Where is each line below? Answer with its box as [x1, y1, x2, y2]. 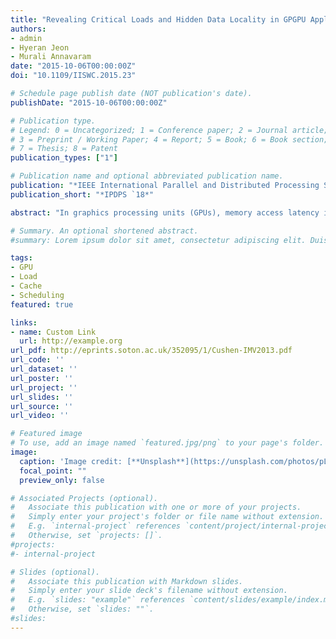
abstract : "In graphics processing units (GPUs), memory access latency [10, 207, 320, 218]
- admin [10, 33, 43, 43]
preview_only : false [19, 475, 105, 485]
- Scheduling [10, 290, 65, 300]
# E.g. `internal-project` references [10, 521, 182, 531]
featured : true [10, 299, 74, 310]
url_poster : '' [10, 373, 74, 383]
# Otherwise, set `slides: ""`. [10, 604, 155, 615]
